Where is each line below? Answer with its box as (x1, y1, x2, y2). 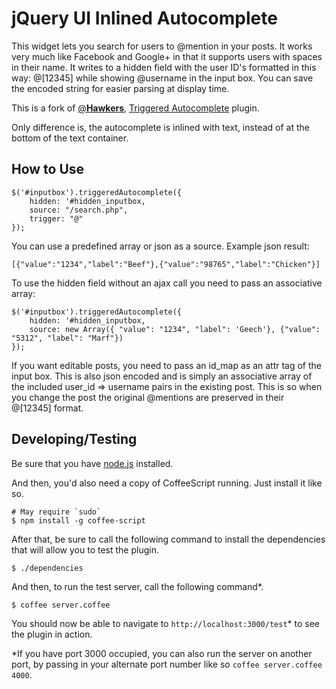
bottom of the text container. (11, 132, 129, 144)
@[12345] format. (11, 402, 84, 414)
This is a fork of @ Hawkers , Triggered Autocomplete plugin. (11, 102, 260, 114)
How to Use (11, 161, 85, 178)
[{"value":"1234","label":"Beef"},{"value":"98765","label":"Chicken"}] (11, 259, 321, 269)
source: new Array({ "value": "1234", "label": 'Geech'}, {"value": (29, 324, 321, 334)
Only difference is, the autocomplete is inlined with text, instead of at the (11, 121, 310, 133)
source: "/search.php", (29, 205, 129, 215)
